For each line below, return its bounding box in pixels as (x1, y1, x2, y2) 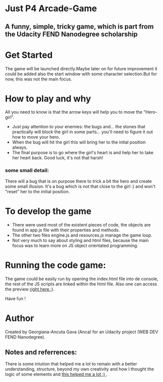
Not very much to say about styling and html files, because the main (12, 237, 149, 243)
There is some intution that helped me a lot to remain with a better (5, 361, 137, 367)
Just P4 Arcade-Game (5, 3, 97, 14)
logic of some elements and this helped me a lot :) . (5, 371, 108, 377)
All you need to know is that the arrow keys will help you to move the (5, 109, 143, 115)
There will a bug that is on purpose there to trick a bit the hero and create (5, 178, 152, 184)
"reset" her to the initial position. (5, 188, 70, 194)
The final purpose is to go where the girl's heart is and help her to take (12, 150, 154, 156)
